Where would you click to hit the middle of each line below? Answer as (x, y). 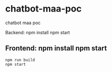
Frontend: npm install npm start (56, 48)
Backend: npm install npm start (38, 32)
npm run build (20, 60)
